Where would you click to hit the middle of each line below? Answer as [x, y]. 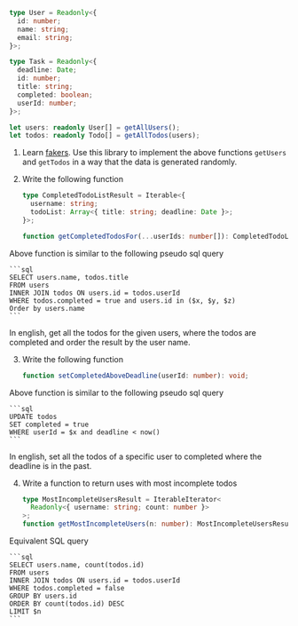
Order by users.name [47, 308]
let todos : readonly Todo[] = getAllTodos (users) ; [105, 136]
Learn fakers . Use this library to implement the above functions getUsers [154, 153]
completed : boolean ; [55, 95]
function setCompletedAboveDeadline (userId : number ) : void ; [135, 376]
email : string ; [45, 37]
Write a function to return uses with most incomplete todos [129, 483]
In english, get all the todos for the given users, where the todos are [133, 332]
